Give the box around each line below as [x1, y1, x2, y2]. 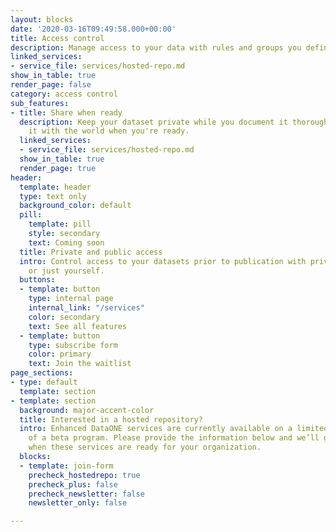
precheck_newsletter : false [28, 489, 145, 499]
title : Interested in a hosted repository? [19, 414, 203, 425]
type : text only [19, 191, 87, 201]
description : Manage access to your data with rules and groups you [10, 42, 302, 53]
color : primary [28, 349, 92, 360]
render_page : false [10, 80, 92, 90]
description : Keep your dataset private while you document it [19, 117, 288, 127]
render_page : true [19, 163, 97, 173]
